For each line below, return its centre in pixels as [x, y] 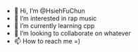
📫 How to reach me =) [47, 41]
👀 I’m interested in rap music [55, 18]
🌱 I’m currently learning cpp [54, 26]
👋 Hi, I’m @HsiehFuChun [50, 11]
